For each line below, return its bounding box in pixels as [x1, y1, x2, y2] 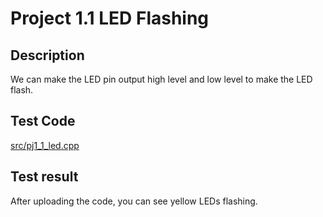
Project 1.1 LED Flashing [10, 7, 210, 30]
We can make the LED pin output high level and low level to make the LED [10, 73, 313, 85]
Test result [10, 168, 79, 186]
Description [10, 47, 85, 64]
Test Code [10, 113, 76, 130]
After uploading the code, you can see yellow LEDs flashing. [10, 195, 258, 207]
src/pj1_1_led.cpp [10, 139, 80, 151]
